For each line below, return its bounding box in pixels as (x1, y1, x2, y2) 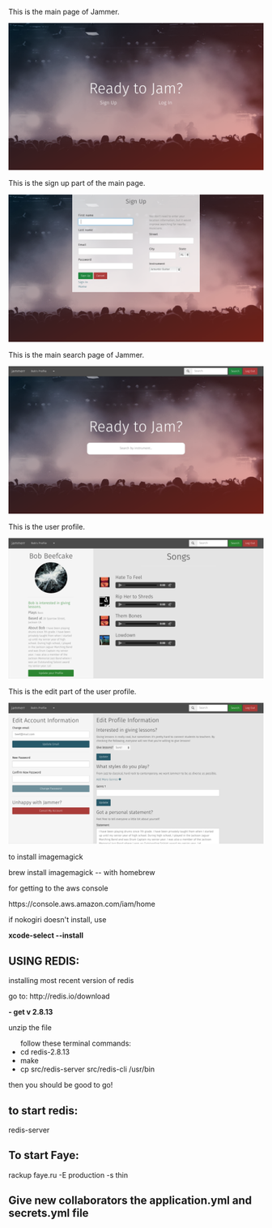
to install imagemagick (8, 852, 83, 862)
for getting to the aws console (8, 883, 108, 893)
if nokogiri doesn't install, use (8, 915, 107, 925)
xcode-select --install (8, 930, 83, 940)
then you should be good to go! (8, 1080, 113, 1090)
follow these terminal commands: (19, 1038, 132, 1049)
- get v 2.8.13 (8, 1007, 53, 1017)
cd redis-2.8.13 (19, 1047, 70, 1057)
